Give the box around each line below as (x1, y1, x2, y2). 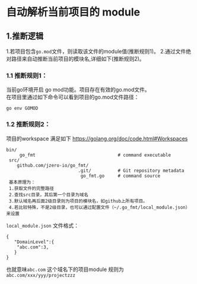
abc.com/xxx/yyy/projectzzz (6, 272, 76, 278)
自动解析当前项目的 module (6, 5, 141, 19)
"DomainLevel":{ (14, 239, 55, 245)
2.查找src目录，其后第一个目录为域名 (8, 191, 89, 198)
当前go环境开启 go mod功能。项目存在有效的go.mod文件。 (6, 86, 150, 93)
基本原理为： (8, 179, 36, 185)
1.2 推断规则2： (6, 120, 50, 128)
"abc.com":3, (17, 244, 49, 250)
